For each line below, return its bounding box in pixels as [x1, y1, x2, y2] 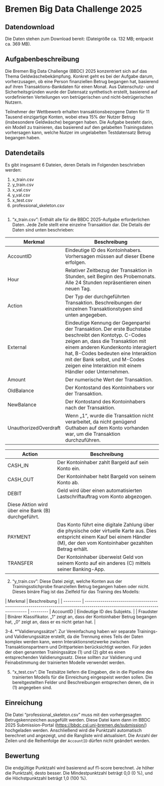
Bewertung [5, 752, 40, 760]
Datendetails [5, 149, 45, 157]
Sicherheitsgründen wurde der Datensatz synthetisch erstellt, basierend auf [5, 89, 158, 95]
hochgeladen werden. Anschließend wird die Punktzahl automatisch [5, 727, 142, 733]
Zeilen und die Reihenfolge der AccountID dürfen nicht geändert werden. [5, 738, 150, 744]
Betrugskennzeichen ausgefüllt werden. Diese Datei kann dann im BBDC [5, 717, 151, 722]
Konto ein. [57, 465, 81, 472]
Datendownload [5, 23, 55, 31]
